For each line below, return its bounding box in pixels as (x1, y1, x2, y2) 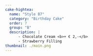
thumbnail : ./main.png (5, 43, 51, 48)
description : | (9, 30, 40, 35)
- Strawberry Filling (18, 39, 62, 44)
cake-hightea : (5, 7, 34, 12)
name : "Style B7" (9, 12, 45, 17)
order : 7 (9, 20, 27, 26)
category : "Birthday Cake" (9, 16, 64, 21)
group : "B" (9, 25, 32, 30)
